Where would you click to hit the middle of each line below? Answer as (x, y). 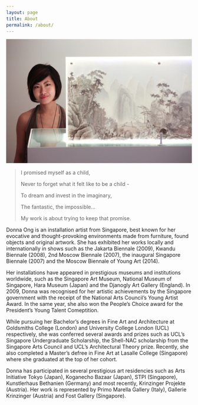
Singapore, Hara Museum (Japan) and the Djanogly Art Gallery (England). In (98, 285)
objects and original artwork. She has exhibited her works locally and (90, 243)
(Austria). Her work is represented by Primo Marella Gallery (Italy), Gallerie (96, 390)
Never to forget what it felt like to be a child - (75, 184)
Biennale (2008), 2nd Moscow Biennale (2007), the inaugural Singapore (93, 255)
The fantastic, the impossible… (58, 207)
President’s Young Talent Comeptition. (52, 311)
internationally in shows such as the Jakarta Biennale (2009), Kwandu (91, 249)
